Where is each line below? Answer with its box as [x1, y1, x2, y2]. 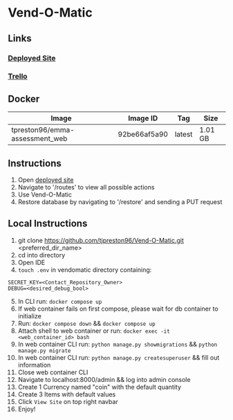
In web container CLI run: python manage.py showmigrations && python [17, 340, 218, 348]
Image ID [128, 113, 158, 123]
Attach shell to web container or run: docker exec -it [17, 327, 170, 335]
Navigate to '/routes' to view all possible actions [17, 183, 155, 192]
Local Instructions [8, 218, 88, 230]
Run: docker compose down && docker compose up [17, 319, 156, 327]
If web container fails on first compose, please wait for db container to [17, 304, 218, 313]
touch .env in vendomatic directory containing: [17, 265, 152, 274]
